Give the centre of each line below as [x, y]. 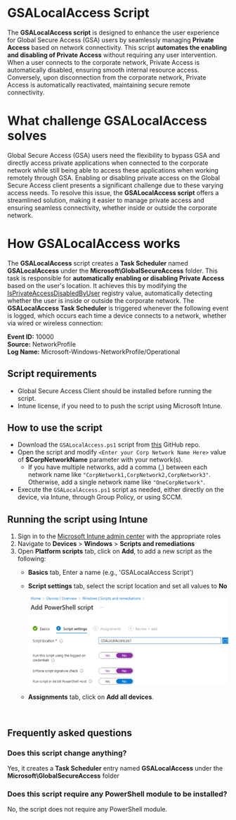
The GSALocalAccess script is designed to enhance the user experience [113, 32]
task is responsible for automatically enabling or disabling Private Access [116, 278]
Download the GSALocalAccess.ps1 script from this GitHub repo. [109, 445]
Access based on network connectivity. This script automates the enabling [117, 47]
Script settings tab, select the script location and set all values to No [127, 586]
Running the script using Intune [78, 519]
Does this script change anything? [67, 753]
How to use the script [55, 428]
